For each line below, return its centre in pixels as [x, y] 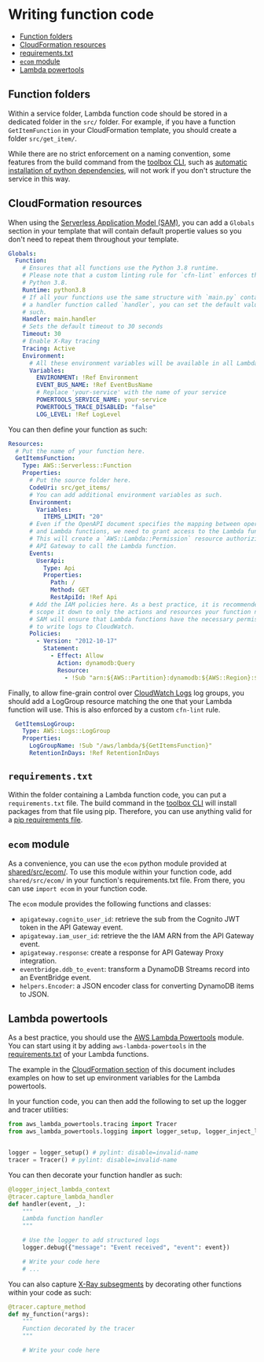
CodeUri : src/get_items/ [70, 488]
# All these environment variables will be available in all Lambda [143, 363]
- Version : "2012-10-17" [77, 641]
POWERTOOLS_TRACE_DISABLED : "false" [96, 407]
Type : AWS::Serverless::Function [77, 466]
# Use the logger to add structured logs [91, 1240]
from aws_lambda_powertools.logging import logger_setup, [105, 1132]
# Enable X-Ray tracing [61, 341]
